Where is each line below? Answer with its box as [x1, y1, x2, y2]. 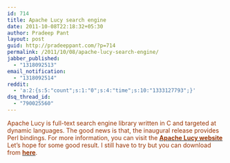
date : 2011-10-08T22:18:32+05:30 [7, 23, 104, 30]
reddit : [7, 81, 30, 88]
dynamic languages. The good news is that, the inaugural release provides [7, 126, 220, 135]
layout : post [7, 36, 45, 43]
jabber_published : [7, 55, 60, 62]
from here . [7, 148, 38, 156]
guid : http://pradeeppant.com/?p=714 [7, 42, 116, 49]
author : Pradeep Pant [7, 29, 70, 37]
